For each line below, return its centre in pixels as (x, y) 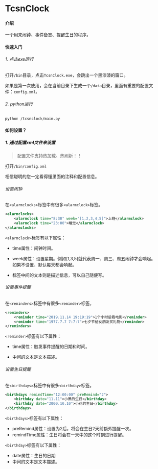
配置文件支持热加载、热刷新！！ (49, 155)
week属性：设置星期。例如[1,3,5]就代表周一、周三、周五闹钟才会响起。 (84, 258)
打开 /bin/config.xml (26, 166)
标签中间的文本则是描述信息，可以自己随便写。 (59, 275)
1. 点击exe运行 (19, 59)
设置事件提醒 (18, 287)
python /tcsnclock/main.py (33, 119)
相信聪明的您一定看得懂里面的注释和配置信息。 (52, 176)
